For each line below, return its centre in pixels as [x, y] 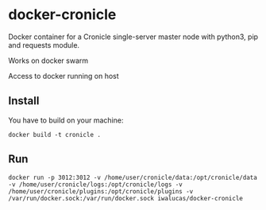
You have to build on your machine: [66, 120]
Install [24, 101]
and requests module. [44, 45]
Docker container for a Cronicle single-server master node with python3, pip [133, 37]
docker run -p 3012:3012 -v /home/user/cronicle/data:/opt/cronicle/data [133, 177]
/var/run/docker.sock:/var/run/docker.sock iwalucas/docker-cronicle [126, 198]
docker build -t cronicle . [55, 134]
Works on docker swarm [48, 60]
